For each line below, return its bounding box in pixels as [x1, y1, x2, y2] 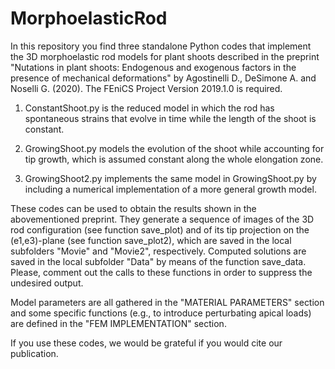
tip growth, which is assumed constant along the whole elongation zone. [24, 153, 324, 165]
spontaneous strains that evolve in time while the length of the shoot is [24, 112, 317, 124]
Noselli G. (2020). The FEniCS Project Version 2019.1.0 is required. [10, 82, 283, 94]
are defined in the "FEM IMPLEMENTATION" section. [10, 317, 227, 329]
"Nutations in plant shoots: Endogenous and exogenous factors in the [10, 61, 297, 73]
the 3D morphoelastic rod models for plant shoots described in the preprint [10, 50, 320, 62]
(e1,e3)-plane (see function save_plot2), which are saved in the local [10, 234, 292, 246]
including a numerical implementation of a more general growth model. [24, 183, 317, 195]
